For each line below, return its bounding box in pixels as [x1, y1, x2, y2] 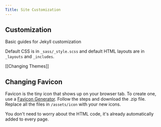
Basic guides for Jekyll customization [5, 39, 82, 45]
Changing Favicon [5, 77, 63, 86]
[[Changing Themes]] [5, 63, 50, 69]
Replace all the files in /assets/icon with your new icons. [5, 101, 121, 107]
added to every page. [5, 116, 49, 122]
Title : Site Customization [5, 7, 61, 12]
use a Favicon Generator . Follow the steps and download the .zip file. [5, 96, 146, 102]
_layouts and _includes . [5, 54, 54, 60]
